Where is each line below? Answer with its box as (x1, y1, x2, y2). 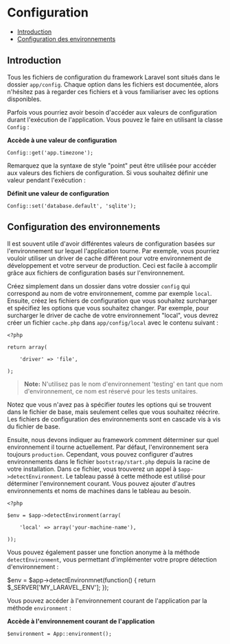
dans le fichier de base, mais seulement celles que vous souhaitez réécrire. (7, 407, 220, 416)
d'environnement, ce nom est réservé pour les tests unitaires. (23, 387, 198, 395)
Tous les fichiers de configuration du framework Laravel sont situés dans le (7, 73, 220, 81)
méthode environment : (7, 603, 72, 612)
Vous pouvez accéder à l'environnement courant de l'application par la (7, 596, 207, 605)
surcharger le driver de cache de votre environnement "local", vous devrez (7, 311, 218, 319)
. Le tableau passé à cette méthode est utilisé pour (62, 472, 206, 480)
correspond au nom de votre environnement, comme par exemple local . (7, 289, 212, 297)
